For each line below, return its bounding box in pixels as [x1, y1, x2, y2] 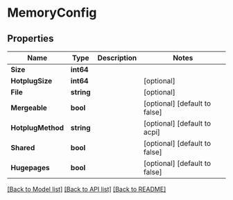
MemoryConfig [7, 5, 97, 21]
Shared [10, 143, 35, 152]
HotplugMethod [10, 123, 64, 133]
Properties [7, 33, 54, 44]
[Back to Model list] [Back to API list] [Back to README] [7, 185, 166, 193]
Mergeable [10, 103, 47, 112]
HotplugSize [10, 76, 53, 85]
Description [97, 53, 137, 62]
